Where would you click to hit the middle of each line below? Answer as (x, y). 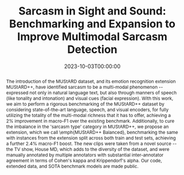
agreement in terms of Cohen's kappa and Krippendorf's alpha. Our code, (84, 160)
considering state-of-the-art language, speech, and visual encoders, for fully (87, 110)
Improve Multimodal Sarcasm (92, 37)
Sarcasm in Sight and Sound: (92, 11)
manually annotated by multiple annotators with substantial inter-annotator (85, 155)
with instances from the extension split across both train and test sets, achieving (91, 138)
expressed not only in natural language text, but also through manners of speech (91, 93)
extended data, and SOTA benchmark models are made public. (72, 166)
